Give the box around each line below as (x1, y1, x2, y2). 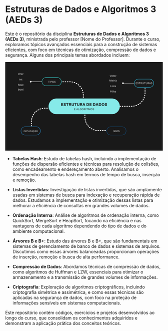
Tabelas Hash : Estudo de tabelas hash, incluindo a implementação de (12, 156, 156, 162)
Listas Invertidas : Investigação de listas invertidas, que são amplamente (12, 187, 162, 193)
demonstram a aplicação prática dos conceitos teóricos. (5, 320, 121, 326)
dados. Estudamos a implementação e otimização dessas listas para (12, 197, 153, 203)
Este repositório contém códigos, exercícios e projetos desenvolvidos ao (5, 309, 155, 316)
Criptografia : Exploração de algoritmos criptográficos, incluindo (12, 284, 145, 290)
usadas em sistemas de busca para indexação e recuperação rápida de (12, 192, 160, 198)
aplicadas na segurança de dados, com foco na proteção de (12, 294, 136, 301)
